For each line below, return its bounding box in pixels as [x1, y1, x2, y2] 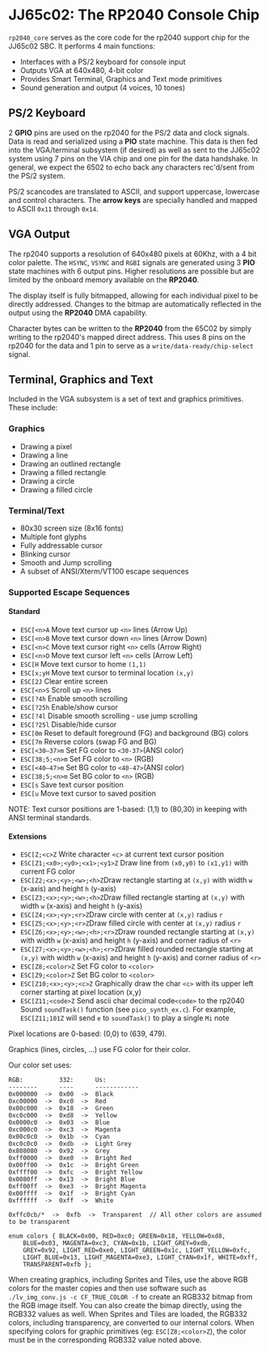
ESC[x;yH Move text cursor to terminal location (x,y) [19, 668, 194, 678]
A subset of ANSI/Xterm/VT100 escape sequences [19, 566, 189, 576]
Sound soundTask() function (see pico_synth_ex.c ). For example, [19, 1004, 236, 1015]
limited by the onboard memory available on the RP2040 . [8, 274, 200, 285]
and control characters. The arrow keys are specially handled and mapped [8, 195, 258, 204]
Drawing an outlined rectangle [19, 458, 121, 468]
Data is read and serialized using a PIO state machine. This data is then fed [8, 136, 259, 146]
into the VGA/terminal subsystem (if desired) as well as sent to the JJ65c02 [8, 144, 260, 155]
